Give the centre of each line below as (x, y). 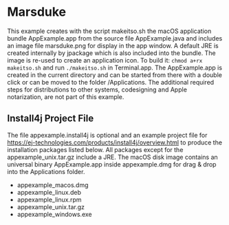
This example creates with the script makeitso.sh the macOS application (109, 31)
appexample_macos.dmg (53, 185)
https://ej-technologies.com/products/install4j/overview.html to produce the (115, 142)
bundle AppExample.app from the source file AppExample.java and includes (115, 38)
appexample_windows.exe (54, 214)
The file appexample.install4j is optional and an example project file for (107, 135)
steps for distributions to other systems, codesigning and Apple (97, 89)
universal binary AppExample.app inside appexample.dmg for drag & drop (112, 164)
